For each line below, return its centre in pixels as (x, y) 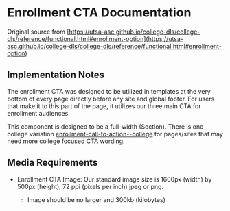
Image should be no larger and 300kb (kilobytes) (96, 199)
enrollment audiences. (38, 113)
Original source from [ (38, 32)
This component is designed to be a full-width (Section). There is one (105, 126)
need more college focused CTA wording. (66, 141)
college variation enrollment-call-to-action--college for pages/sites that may (115, 134)
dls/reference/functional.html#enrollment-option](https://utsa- (95, 38)
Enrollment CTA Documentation (99, 13)
